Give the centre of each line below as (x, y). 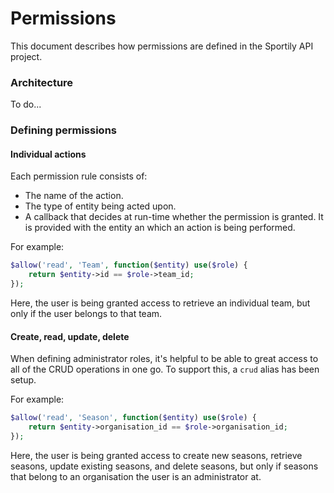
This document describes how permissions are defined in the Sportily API (162, 46)
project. (26, 56)
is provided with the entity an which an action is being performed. (160, 228)
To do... (26, 104)
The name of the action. (74, 196)
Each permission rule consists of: (79, 176)
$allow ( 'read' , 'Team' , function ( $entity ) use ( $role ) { (129, 265)
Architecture (42, 82)
